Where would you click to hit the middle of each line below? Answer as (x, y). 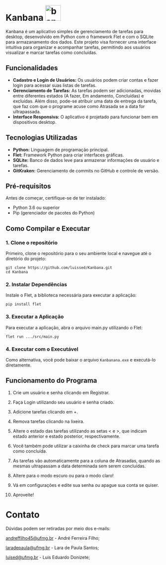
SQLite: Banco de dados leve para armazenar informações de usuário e (86, 160)
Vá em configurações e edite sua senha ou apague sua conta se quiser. (86, 485)
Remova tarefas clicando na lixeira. (49, 421)
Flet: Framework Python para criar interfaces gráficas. (68, 155)
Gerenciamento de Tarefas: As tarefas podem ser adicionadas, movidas (87, 90)
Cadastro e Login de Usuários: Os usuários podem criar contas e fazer (85, 80)
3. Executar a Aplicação (35, 317)
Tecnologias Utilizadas (42, 138)
